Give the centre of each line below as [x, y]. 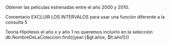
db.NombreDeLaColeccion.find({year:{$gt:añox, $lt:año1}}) [67, 37]
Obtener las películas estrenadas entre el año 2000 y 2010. [67, 7]
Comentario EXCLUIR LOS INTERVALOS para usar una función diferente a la [85, 17]
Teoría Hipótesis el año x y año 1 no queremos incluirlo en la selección [79, 32]
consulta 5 [16, 22]
